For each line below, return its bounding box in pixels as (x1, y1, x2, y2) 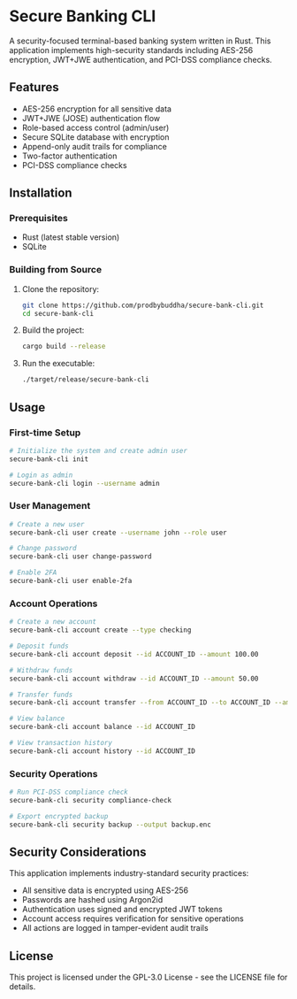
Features (9, 80, 59, 95)
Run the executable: (21, 358, 95, 369)
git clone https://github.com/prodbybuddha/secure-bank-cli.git (21, 301, 264, 310)
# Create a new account (9, 618, 97, 626)
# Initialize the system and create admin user (9, 446, 188, 455)
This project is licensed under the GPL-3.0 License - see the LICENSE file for (9, 972, 288, 983)
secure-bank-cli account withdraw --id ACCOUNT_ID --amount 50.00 (9, 674, 259, 683)
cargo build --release (21, 342, 106, 351)
